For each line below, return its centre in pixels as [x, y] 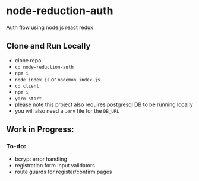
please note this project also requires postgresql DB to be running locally [104, 104]
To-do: [16, 147]
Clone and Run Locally [48, 46]
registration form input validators [55, 166]
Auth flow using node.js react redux [50, 27]
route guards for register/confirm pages [63, 172]
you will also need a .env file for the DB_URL [67, 110]
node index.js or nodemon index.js [57, 79]
